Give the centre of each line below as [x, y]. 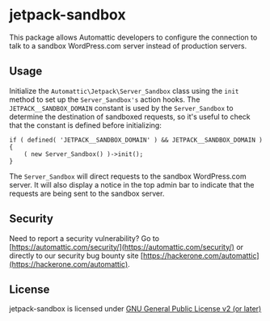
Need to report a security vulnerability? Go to [84, 238]
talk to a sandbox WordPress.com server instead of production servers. [128, 45]
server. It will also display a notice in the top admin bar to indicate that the [132, 184]
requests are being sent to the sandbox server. [87, 193]
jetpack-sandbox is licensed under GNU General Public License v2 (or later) [135, 309]
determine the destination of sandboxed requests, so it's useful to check [130, 116]
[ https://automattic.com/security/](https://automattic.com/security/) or [127, 247]
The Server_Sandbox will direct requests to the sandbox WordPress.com [128, 176]
